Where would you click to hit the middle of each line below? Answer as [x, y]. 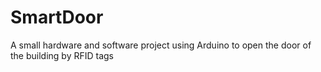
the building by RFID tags [62, 55]
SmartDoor [57, 17]
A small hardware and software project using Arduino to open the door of [161, 45]
